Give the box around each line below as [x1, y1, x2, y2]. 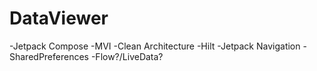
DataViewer [9, 7, 109, 30]
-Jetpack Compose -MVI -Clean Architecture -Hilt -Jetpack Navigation [9, 40, 301, 52]
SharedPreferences [9, 50, 89, 62]
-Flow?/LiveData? [90, 50, 164, 62]
